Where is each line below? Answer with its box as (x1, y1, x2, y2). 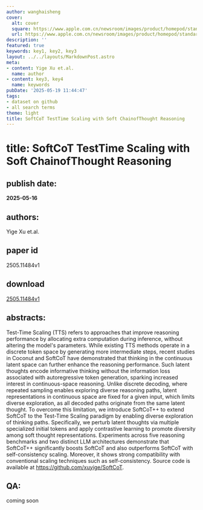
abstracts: (6, 312, 47, 323)
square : (11, 25, 31, 32)
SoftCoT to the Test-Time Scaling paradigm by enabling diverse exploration (6, 412, 193, 419)
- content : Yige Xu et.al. (6, 65, 74, 71)
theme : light (6, 110, 39, 116)
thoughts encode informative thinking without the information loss (6, 367, 170, 375)
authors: (6, 212, 39, 222)
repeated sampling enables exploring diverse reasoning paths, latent (6, 386, 177, 393)
